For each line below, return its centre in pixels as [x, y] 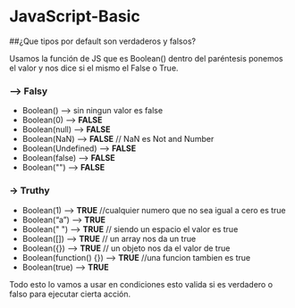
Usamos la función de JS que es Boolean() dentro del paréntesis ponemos [146, 58]
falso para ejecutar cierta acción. [70, 294]
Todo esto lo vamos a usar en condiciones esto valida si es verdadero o [141, 284]
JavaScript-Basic [75, 17]
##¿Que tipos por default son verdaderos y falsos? [103, 41]
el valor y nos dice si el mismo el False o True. [94, 68]
